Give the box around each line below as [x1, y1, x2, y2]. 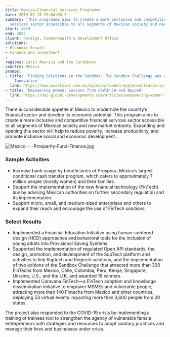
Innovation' [14, 78, 39, 83]
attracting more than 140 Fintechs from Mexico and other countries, [12, 289, 154, 295]
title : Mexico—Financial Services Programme [5, 7, 101, 13]
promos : [5, 69, 22, 74]
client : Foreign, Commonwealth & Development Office [5, 36, 119, 41]
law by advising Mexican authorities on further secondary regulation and [12, 189, 164, 195]
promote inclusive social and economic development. [5, 133, 116, 140]
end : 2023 [5, 31, 26, 36]
